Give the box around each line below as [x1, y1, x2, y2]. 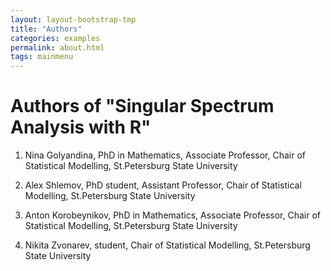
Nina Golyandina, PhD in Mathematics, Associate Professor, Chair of [24, 149, 306, 161]
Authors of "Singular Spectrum [10, 95, 275, 118]
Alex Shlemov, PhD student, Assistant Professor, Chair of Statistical [24, 179, 302, 191]
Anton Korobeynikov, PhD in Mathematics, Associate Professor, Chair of [24, 209, 322, 221]
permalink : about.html [10, 42, 105, 53]
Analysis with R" [10, 116, 152, 139]
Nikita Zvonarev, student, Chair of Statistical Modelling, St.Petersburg [24, 239, 311, 251]
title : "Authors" [10, 24, 83, 34]
